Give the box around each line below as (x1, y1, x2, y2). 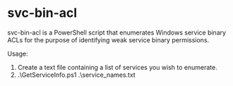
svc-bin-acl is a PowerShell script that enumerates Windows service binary (7, 28, 227, 37)
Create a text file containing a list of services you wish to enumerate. (17, 63, 217, 71)
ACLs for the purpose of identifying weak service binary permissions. (7, 35, 210, 44)
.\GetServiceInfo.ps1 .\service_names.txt (17, 70, 136, 79)
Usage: (7, 49, 28, 58)
